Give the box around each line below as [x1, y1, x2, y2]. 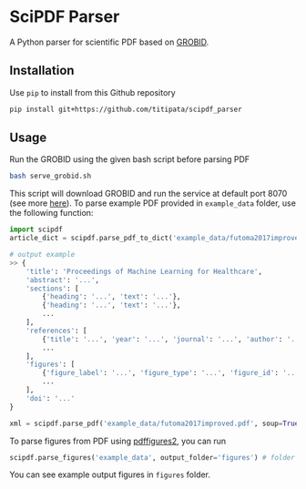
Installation [9, 63, 75, 78]
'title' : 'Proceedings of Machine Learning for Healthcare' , [25, 267, 262, 276]
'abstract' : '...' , [25, 275, 100, 284]
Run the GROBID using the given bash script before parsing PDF [9, 154, 250, 165]
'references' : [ [25, 326, 88, 335]
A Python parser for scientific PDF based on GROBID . [9, 36, 209, 47]
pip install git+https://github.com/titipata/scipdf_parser [9, 105, 243, 114]
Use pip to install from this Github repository [9, 87, 176, 97]
